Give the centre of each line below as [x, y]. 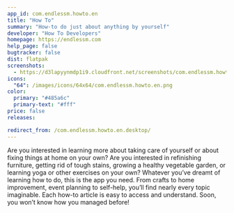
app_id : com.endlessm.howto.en [53, 14]
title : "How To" [31, 20]
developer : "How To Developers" [54, 33]
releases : [22, 117]
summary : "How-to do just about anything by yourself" [88, 27]
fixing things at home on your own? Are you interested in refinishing [104, 157]
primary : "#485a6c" [42, 98]
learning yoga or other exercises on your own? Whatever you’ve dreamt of [114, 172]
